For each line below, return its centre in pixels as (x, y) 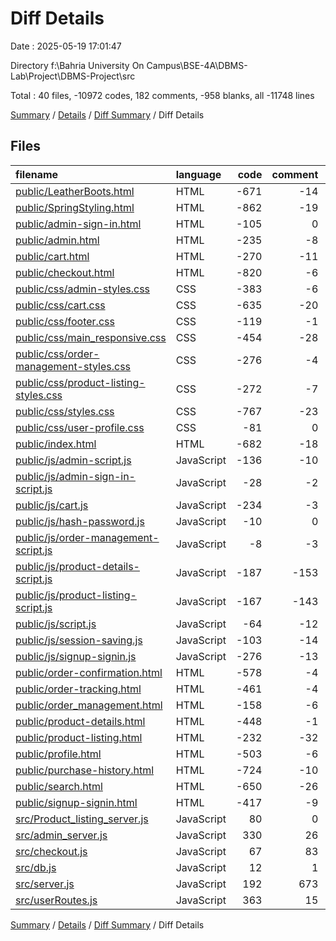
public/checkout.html (65, 272)
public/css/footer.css (65, 321)
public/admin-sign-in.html (78, 224)
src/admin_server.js (61, 835)
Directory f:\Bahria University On (77, 65)
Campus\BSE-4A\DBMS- (197, 65)
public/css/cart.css (60, 305)
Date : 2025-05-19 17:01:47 (66, 46)
